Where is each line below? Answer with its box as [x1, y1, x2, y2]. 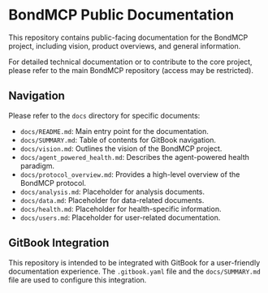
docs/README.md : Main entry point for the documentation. [19, 126, 210, 136]
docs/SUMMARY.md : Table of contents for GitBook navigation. [19, 135, 217, 144]
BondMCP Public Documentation [8, 6, 234, 24]
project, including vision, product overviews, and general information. [8, 41, 241, 50]
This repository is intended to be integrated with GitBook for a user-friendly [8, 257, 261, 267]
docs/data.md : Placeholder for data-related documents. [19, 195, 205, 205]
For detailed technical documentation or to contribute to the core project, [8, 57, 253, 67]
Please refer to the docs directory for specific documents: [8, 110, 201, 120]
